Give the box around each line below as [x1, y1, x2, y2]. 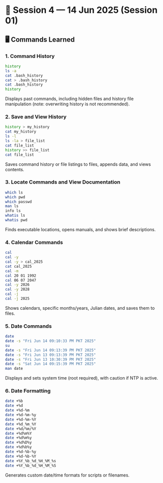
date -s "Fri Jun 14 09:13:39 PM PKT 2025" [5, 347, 96, 353]
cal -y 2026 [5, 282, 30, 288]
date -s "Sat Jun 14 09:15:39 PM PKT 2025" [5, 361, 96, 367]
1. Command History [5, 52, 55, 59]
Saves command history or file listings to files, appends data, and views [5, 161, 151, 167]
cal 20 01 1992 [5, 273, 37, 278]
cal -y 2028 [5, 287, 30, 292]
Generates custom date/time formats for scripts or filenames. [5, 472, 130, 478]
